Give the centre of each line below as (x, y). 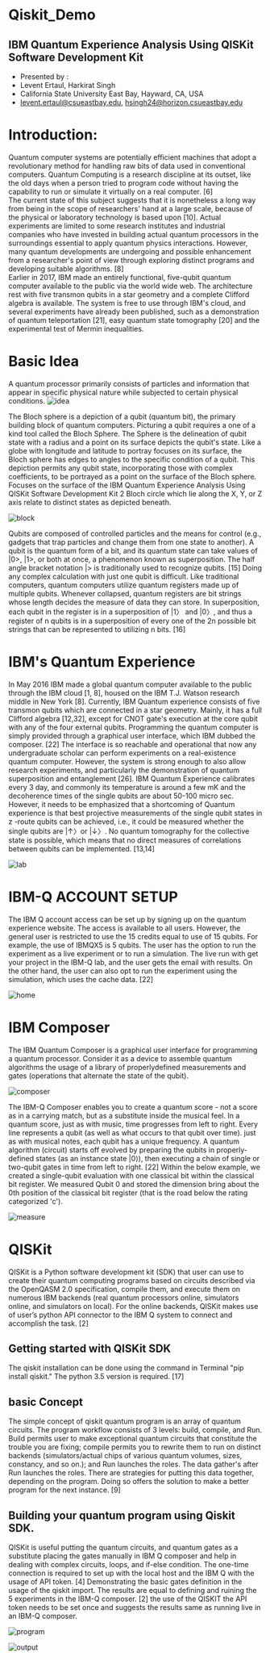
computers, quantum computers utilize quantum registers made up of (124, 585)
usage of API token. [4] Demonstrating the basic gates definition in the (125, 1582)
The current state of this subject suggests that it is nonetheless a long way (132, 200)
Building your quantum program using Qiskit (122, 1515)
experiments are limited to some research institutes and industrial (117, 226)
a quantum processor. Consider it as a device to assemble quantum (120, 1058)
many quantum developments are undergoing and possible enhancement (130, 251)
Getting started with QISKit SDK (90, 1349)
